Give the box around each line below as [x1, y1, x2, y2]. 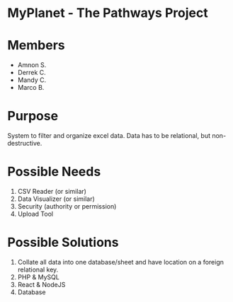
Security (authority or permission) [17, 202, 117, 210]
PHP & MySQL [17, 272, 60, 281]
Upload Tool [17, 210, 54, 218]
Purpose [7, 108, 59, 124]
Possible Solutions [7, 235, 119, 250]
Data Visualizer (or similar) [17, 194, 96, 203]
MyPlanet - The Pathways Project [7, 5, 208, 21]
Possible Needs [7, 164, 101, 180]
